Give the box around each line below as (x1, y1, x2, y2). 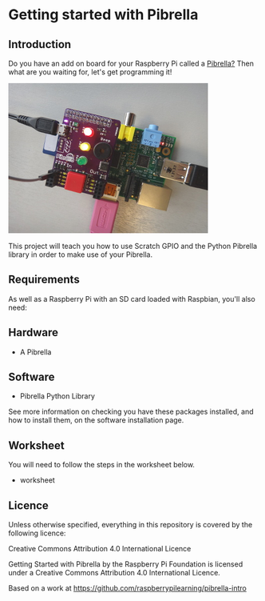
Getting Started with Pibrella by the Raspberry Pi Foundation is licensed (8, 559, 243, 569)
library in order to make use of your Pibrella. (8, 250, 153, 259)
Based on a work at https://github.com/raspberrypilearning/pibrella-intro (8, 583, 247, 593)
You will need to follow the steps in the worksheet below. (8, 460, 196, 470)
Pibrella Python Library (19, 391, 96, 401)
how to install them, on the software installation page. (8, 415, 184, 425)
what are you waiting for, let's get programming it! (8, 67, 172, 77)
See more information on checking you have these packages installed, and (8, 407, 254, 417)
